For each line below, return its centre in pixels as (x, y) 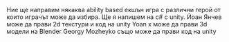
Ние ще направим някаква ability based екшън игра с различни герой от (113, 10)
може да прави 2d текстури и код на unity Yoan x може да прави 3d (107, 24)
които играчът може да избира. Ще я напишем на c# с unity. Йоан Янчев (114, 17)
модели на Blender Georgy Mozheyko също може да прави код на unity (111, 31)
